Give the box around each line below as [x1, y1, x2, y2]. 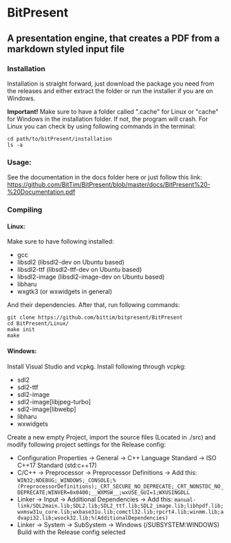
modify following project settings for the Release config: [7, 440, 166, 448]
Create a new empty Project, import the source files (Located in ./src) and [7, 433, 216, 441]
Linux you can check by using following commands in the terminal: [7, 122, 196, 130]
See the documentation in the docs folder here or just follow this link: [7, 173, 203, 181]
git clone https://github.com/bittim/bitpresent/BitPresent [7, 314, 184, 322]
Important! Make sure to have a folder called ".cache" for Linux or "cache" [7, 107, 219, 115]
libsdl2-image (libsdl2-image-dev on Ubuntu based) [16, 273, 165, 281]
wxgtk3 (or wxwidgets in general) [16, 288, 113, 296]
